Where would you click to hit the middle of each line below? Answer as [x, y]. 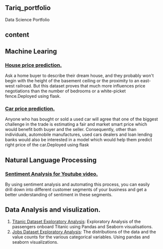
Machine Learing [31, 51]
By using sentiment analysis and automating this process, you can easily [77, 184]
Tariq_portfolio [28, 8]
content [17, 35]
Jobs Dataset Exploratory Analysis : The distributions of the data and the [84, 232]
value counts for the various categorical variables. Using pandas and [81, 237]
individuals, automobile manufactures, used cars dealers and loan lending [79, 134]
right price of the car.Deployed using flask [47, 145]
